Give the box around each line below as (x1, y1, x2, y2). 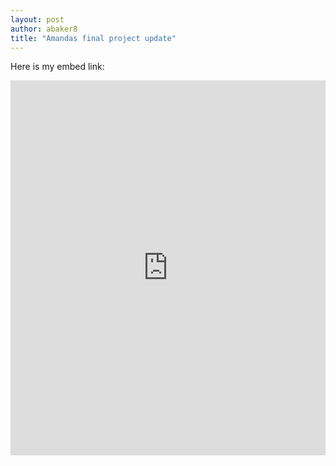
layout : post (10, 14, 65, 25)
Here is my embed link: (10, 61, 105, 73)
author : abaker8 (10, 24, 78, 34)
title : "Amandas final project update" (10, 33, 177, 43)
